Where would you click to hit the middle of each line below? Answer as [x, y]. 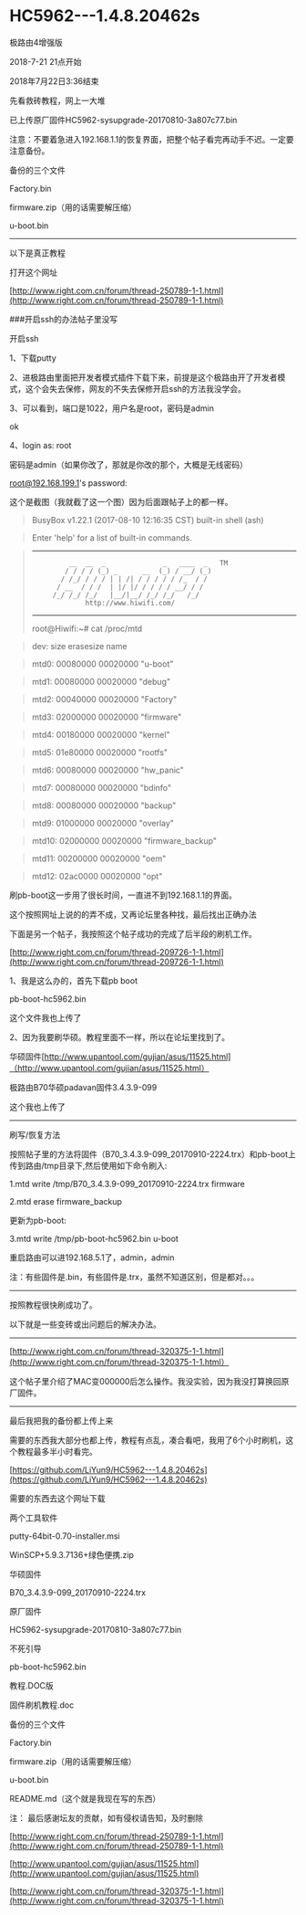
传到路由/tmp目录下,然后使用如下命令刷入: [88, 1165]
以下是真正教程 [37, 253]
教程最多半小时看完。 [57, 1451]
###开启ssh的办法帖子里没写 [64, 319]
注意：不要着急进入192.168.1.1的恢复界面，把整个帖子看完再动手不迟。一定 [148, 139]
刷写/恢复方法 [35, 1134]
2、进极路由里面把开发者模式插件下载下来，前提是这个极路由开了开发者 [143, 377]
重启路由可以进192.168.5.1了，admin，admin [92, 1257]
